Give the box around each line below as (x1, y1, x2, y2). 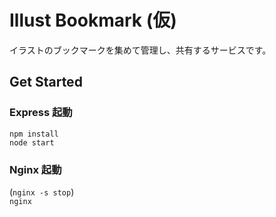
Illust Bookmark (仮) (9, 9, 177, 32)
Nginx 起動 (9, 162, 62, 176)
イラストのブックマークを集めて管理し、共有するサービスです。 (9, 44, 272, 56)
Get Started (9, 74, 83, 91)
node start (9, 137, 55, 148)
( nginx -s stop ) (9, 186, 75, 198)
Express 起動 (9, 106, 73, 120)
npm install (9, 129, 59, 139)
